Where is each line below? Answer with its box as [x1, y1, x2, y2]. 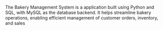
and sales [5, 20, 25, 26]
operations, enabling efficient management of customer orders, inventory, [5, 15, 158, 20]
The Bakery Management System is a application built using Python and [5, 4, 154, 10]
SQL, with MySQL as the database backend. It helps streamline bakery [5, 9, 151, 15]
